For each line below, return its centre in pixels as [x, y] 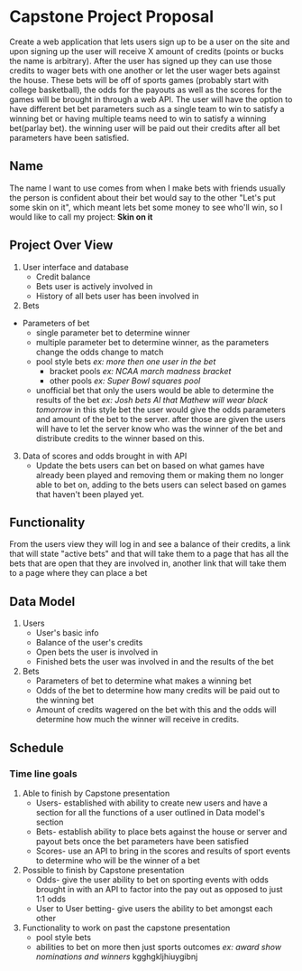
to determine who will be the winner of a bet [118, 860]
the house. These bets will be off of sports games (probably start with [139, 80]
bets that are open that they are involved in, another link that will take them [148, 563]
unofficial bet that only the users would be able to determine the [155, 390]
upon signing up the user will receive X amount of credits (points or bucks [146, 51]
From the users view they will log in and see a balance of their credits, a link [150, 544]
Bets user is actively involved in [94, 286]
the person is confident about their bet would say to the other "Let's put [143, 197]
